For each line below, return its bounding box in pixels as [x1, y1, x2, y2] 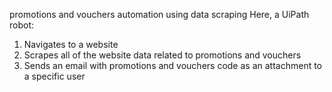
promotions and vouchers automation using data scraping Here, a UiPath [9, 9, 310, 20]
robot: [9, 19, 35, 31]
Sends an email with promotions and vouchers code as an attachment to [23, 60, 323, 71]
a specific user [23, 70, 86, 82]
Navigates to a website [23, 39, 119, 50]
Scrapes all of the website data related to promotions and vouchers [23, 49, 302, 61]
